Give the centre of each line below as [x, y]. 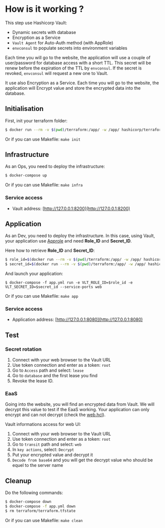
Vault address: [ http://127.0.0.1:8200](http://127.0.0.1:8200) [71, 209]
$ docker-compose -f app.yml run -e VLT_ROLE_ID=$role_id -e [69, 283]
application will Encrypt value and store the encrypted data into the [73, 88]
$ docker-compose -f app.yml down [41, 506]
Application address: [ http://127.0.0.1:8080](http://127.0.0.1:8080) [78, 319]
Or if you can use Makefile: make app [42, 296]
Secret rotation [23, 349]
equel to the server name [38, 465]
